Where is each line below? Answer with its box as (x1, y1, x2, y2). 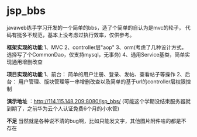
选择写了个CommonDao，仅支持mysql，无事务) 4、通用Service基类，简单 (6, 51, 185, 58)
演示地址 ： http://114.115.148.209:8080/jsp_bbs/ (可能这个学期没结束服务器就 (6, 97, 191, 104)
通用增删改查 (11, 58, 43, 65)
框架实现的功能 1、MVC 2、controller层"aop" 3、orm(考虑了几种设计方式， (6, 44, 187, 51)
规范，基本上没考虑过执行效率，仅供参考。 (32, 31, 135, 38)
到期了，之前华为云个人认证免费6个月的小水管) (6, 105, 119, 112)
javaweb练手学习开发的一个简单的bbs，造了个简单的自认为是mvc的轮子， (6, 24, 184, 31)
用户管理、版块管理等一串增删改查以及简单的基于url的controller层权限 (18, 78, 186, 85)
